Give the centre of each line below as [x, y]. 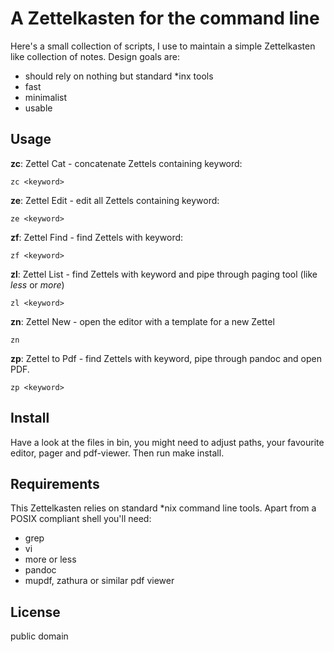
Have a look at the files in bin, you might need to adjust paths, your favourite [167, 442]
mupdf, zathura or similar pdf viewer [99, 581]
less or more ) [37, 284]
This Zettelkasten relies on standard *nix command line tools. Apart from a [163, 508]
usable [38, 108]
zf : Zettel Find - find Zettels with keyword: [97, 237]
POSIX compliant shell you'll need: [81, 519]
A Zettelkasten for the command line [165, 18]
